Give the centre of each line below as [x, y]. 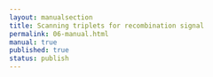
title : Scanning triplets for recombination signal [106, 26]
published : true [39, 50]
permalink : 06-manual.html [59, 34]
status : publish [39, 58]
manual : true [33, 42]
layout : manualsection [51, 17]
